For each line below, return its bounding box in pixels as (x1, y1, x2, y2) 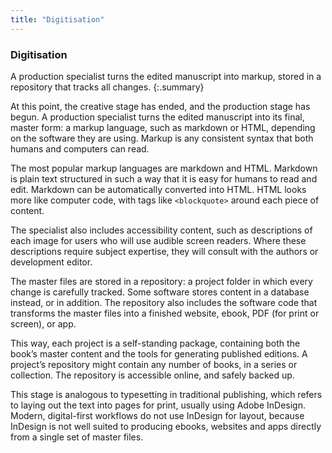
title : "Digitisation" (10, 14, 105, 25)
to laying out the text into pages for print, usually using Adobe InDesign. (10, 399, 306, 411)
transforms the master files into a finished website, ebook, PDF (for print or (10, 307, 320, 319)
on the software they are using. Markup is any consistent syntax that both (10, 132, 314, 144)
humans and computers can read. (10, 142, 150, 155)
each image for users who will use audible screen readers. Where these (10, 234, 307, 246)
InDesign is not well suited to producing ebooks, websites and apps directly (10, 420, 322, 432)
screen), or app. (10, 317, 77, 330)
